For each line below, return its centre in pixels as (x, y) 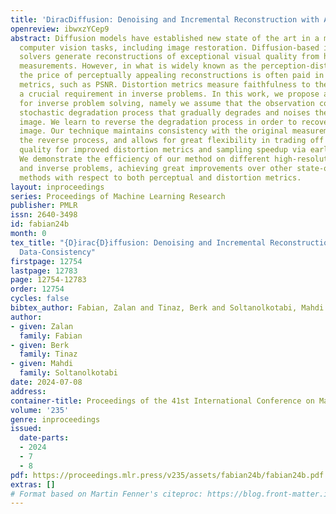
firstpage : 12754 (46, 261)
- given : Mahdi (42, 364)
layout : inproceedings (57, 187)
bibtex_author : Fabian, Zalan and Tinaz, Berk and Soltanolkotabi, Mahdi (167, 308)
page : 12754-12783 (48, 280)
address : (28, 391)
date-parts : (44, 438)
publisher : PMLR (44, 206)
